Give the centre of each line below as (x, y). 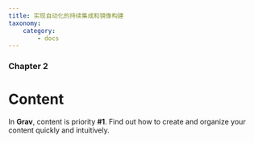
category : (40, 31)
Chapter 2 (28, 67)
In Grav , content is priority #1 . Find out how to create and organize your (127, 122)
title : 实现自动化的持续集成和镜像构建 (66, 16)
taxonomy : (25, 23)
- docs (48, 38)
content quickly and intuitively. (59, 130)
